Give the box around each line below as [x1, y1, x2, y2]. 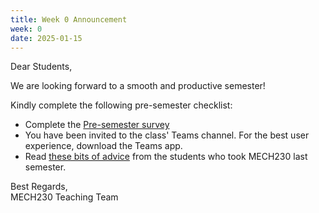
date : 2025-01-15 [10, 33, 83, 43]
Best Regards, [10, 181, 68, 193]
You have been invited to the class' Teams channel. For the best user [24, 129, 310, 141]
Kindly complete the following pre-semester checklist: [10, 99, 233, 111]
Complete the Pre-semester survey [24, 119, 170, 131]
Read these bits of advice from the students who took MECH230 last [24, 151, 308, 163]
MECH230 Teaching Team [10, 191, 119, 203]
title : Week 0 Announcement [10, 14, 128, 25]
